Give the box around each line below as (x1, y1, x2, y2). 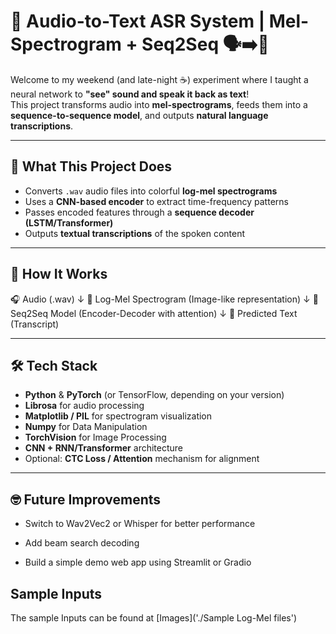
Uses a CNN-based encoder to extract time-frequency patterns (24, 195, 289, 207)
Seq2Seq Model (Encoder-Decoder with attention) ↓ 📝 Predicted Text (10, 307, 298, 319)
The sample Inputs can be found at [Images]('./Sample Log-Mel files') (10, 612, 298, 624)
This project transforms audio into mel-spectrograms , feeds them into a (10, 98, 308, 110)
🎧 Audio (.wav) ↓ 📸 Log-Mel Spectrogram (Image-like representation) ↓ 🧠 (10, 293, 319, 305)
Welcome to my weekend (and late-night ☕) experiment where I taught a (10, 73, 309, 85)
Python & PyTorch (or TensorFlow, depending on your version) (24, 389, 285, 401)
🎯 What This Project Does (10, 158, 173, 175)
